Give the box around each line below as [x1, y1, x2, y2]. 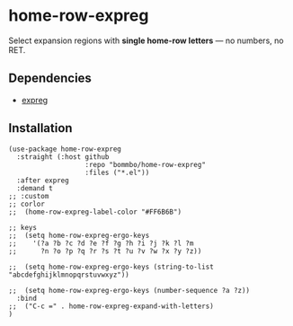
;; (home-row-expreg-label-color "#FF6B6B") [8, 207, 182, 216]
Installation [8, 120, 73, 136]
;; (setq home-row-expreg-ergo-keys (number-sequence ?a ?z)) [8, 286, 251, 295]
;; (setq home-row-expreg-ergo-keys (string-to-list [8, 262, 215, 271]
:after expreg [16, 176, 69, 185]
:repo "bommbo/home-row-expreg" [84, 160, 206, 169]
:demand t [16, 183, 53, 193]
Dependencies [8, 71, 92, 86]
